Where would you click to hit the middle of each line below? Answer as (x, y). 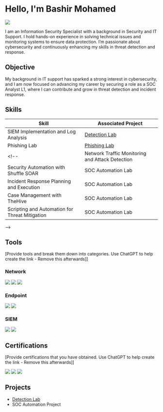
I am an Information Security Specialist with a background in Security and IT (81, 31)
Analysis (17, 138)
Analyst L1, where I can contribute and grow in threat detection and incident (81, 89)
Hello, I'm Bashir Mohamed (60, 9)
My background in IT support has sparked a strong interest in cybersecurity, (81, 79)
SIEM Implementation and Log (42, 131)
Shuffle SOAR (23, 173)
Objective (20, 67)
